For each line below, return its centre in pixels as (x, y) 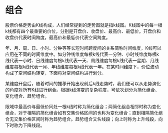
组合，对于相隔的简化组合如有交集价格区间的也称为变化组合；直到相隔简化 (82, 113)
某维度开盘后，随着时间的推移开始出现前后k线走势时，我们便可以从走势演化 (83, 83)
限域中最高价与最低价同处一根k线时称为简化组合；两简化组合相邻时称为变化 (83, 106)
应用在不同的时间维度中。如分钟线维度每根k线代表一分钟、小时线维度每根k (82, 54)
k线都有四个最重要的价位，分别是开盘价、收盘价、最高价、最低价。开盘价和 (83, 31)
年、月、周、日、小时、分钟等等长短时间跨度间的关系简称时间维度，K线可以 (83, 48)
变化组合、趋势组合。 (27, 96)
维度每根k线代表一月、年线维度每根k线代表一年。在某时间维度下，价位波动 (82, 66)
